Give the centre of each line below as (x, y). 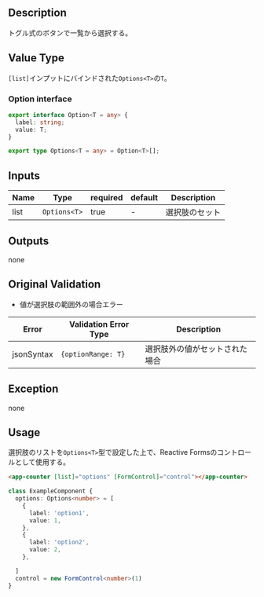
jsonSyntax (33, 354)
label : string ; (40, 122)
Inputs (24, 176)
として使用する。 (42, 462)
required (106, 198)
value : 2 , (45, 550)
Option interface (40, 99)
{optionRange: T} (93, 354)
